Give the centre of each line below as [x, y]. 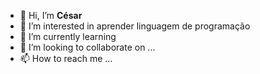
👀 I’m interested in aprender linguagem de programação [135, 26]
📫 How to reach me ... [66, 58]
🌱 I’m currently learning [68, 36]
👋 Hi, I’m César [51, 15]
